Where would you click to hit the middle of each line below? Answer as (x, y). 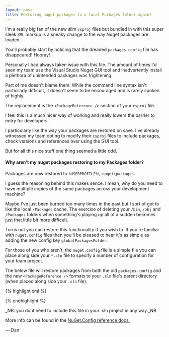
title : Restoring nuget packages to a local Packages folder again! (78, 15)
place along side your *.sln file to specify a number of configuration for (80, 255)
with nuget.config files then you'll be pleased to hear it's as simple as (77, 235)
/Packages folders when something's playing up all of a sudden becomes (80, 214)
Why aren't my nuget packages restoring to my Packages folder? (75, 162)
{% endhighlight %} (26, 301)
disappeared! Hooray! (28, 55)
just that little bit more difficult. (37, 220)
